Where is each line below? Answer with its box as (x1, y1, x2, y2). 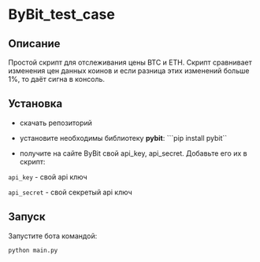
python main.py (8, 246, 58, 254)
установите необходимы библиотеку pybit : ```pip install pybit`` (19, 133, 228, 142)
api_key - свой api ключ (8, 172, 88, 182)
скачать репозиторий (19, 118, 93, 127)
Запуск (8, 210, 46, 223)
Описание (8, 37, 61, 50)
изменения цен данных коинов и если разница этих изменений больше (8, 66, 250, 76)
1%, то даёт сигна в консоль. (8, 75, 105, 83)
